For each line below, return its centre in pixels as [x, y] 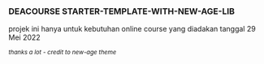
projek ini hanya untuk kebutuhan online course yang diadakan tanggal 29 [132, 29]
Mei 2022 [24, 37]
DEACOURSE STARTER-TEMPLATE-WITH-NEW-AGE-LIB [122, 11]
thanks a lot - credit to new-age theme [63, 53]
